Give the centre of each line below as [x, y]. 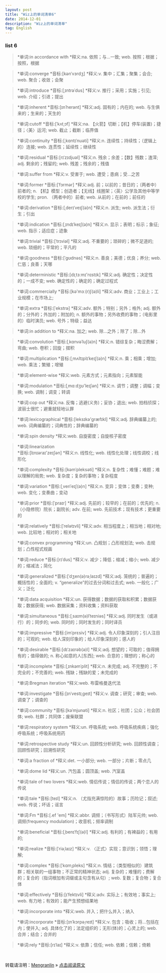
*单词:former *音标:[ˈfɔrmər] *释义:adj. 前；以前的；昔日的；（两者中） [88, 185]
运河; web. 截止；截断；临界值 [68, 130]
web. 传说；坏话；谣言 [40, 805]
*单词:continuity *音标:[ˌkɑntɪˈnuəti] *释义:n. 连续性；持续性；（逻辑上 [87, 141]
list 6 [11, 46]
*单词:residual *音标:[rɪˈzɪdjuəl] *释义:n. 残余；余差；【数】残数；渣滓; [88, 157]
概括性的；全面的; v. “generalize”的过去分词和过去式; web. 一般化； [86, 583]
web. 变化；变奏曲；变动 [42, 492]
